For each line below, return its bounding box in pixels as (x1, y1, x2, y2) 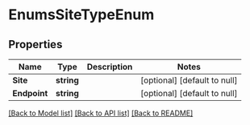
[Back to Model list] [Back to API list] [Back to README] (8, 108, 194, 118)
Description (86, 62, 133, 72)
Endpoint (12, 88, 48, 99)
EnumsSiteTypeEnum (8, 6, 155, 24)
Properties (8, 38, 63, 51)
